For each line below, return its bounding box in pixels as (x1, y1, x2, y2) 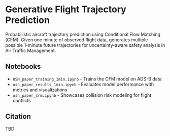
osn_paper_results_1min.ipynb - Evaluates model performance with (12, 81, 154, 87)
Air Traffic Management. (5, 47, 56, 53)
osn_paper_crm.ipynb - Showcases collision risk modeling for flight (12, 92, 152, 98)
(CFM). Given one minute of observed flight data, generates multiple (5, 37, 148, 43)
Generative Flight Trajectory (5, 4, 127, 15)
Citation (5, 112, 31, 121)
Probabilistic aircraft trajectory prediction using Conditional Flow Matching (5, 31, 161, 37)
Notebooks (5, 62, 41, 71)
